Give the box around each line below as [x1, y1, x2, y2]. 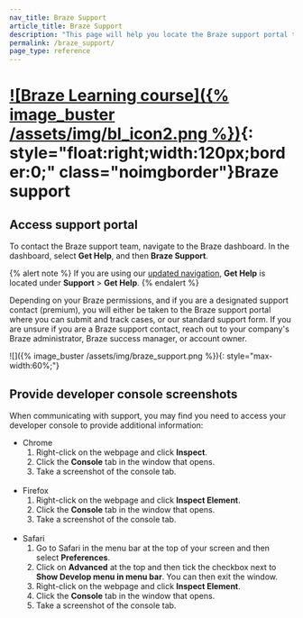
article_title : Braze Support [9, 22, 124, 31]
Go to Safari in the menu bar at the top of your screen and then [35, 542, 271, 553]
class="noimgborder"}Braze [58, 162, 280, 183]
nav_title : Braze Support [9, 13, 106, 23]
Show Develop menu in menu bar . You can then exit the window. [35, 571, 278, 582]
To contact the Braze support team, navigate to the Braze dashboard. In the [9, 241, 290, 252]
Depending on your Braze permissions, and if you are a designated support [9, 295, 289, 306]
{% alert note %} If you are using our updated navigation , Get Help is [9, 268, 266, 279]
